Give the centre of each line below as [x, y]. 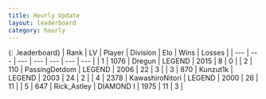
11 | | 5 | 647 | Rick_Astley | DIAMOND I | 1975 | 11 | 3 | [96, 86]
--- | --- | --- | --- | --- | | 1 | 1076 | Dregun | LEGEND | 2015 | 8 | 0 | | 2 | [135, 61]
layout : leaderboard [43, 23]
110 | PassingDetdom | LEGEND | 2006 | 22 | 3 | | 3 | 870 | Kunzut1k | [121, 70]
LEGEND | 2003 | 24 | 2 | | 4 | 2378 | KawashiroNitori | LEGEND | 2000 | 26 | [133, 78]
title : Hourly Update [44, 15]
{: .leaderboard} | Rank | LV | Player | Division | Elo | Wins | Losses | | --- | [129, 53]
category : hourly [37, 30]
